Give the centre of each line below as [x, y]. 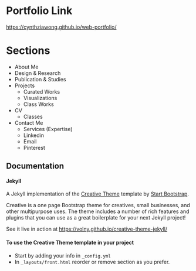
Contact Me [29, 123]
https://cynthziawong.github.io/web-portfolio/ [61, 27]
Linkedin [33, 135]
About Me [27, 67]
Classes [33, 116]
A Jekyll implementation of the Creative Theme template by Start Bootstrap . [98, 194]
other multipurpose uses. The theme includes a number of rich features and [98, 211]
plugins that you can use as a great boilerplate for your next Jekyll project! [96, 218]
